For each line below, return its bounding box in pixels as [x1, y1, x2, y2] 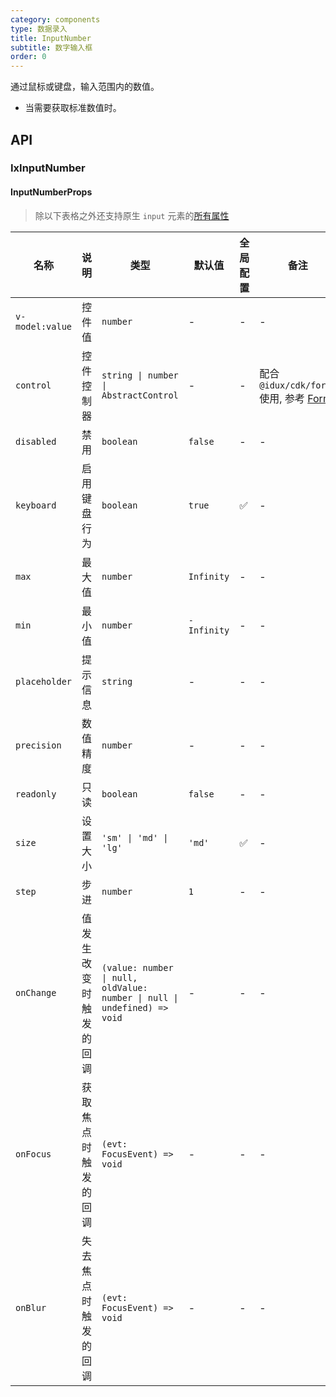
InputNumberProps [10, 186, 93, 198]
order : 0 [10, 52, 47, 62]
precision [15, 739, 62, 751]
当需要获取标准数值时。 [24, 102, 122, 114]
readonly [15, 788, 57, 800]
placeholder [15, 676, 73, 687]
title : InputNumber [10, 33, 92, 43]
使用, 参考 [259, 391, 305, 405]
